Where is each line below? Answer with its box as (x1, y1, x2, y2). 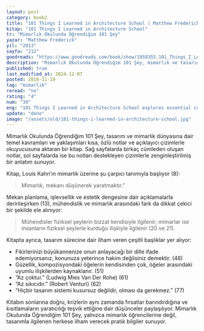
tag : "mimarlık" (6, 82, 47, 89)
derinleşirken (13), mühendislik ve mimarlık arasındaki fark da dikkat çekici (6, 200, 192, 207)
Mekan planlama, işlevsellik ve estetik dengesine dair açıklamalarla (6, 193, 173, 201)
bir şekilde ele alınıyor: (6, 207, 63, 214)
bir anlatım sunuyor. (6, 158, 56, 165)
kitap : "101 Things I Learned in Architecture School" (6, 25, 148, 32)
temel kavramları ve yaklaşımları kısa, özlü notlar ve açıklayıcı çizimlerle (6, 139, 185, 146)
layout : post (6, 8, 39, 15)
